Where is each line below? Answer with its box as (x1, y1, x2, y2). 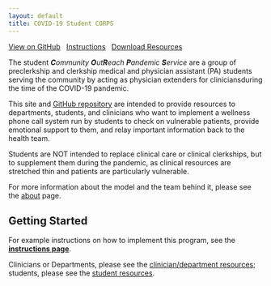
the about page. (8, 190, 61, 200)
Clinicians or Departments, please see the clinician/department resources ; (8, 260, 256, 270)
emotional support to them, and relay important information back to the (8, 125, 245, 134)
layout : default (8, 11, 63, 20)
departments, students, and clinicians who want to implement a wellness (8, 107, 251, 117)
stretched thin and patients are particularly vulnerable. (8, 166, 189, 176)
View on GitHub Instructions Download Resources (8, 41, 183, 51)
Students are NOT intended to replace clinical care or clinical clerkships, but (8, 149, 262, 159)
